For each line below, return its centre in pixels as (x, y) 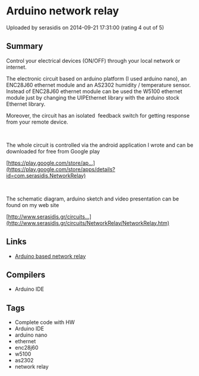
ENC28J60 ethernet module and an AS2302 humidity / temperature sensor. (99, 85)
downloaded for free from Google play (53, 151)
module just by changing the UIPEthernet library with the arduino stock (93, 97)
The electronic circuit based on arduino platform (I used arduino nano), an (97, 78)
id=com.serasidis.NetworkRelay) (46, 175)
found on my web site (33, 205)
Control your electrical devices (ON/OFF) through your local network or (93, 60)
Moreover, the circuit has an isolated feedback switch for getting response (98, 115)
